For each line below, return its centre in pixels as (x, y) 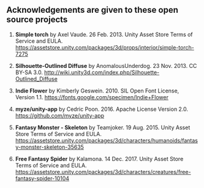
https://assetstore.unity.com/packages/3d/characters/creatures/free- (103, 171)
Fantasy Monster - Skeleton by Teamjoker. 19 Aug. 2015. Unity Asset (103, 127)
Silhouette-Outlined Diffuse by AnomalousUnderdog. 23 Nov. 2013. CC (106, 66)
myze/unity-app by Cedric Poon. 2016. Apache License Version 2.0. (102, 109)
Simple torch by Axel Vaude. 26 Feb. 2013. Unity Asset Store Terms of (104, 34)
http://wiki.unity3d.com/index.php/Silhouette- (102, 72)
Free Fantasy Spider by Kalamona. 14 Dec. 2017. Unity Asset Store (99, 159)
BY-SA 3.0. (29, 72)
